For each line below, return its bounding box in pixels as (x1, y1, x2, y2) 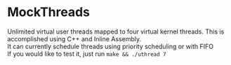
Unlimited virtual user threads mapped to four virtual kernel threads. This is (7, 27, 225, 36)
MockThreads (7, 4, 90, 20)
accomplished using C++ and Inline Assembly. (7, 34, 142, 43)
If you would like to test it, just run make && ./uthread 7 (7, 50, 166, 58)
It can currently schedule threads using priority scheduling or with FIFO (7, 42, 214, 50)
